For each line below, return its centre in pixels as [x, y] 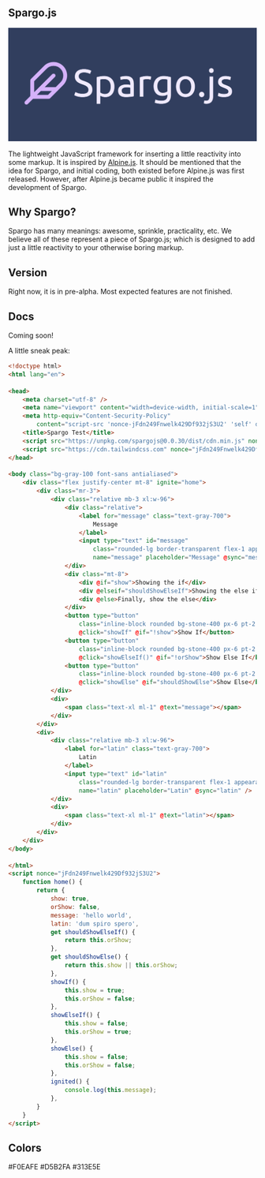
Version [28, 273]
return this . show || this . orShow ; [121, 966]
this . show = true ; [95, 990]
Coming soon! [31, 335]
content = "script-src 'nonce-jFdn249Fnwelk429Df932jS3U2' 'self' [144, 424]
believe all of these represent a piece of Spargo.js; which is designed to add [131, 239]
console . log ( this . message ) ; [110, 1090]
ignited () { [70, 1082]
